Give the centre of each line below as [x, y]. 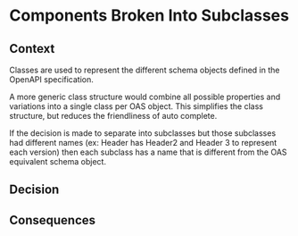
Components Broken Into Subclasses [149, 16]
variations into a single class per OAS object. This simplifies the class [136, 106]
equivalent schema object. [58, 161]
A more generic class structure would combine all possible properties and [145, 97]
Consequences [53, 220]
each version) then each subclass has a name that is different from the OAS [148, 152]
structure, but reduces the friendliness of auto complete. [113, 116]
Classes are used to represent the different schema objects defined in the [145, 70]
